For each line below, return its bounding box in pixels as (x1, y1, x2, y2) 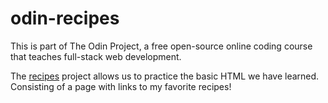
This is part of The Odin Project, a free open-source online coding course (10, 40, 313, 52)
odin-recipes (10, 7, 120, 30)
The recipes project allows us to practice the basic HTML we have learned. (10, 70, 320, 82)
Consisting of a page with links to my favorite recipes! (10, 80, 232, 92)
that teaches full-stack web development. (10, 50, 182, 62)
